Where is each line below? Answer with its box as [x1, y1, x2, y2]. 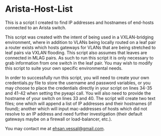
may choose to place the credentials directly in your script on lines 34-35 [5, 85, 153, 91]
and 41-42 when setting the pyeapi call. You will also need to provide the [5, 90, 151, 96]
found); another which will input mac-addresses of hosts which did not [5, 106, 147, 112]
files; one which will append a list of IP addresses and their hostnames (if [5, 100, 152, 106]
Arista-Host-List [5, 3, 73, 15]
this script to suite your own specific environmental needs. [5, 65, 123, 71]
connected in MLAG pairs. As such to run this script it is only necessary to [5, 55, 154, 60]
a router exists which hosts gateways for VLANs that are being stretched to [5, 44, 156, 50]
